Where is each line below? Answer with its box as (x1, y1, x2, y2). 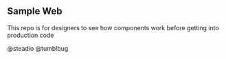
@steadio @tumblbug (7, 44, 69, 52)
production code (7, 31, 54, 39)
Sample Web (7, 5, 63, 17)
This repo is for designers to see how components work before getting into (7, 23, 220, 32)
